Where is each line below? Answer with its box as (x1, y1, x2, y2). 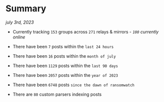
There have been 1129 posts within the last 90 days (12, 63, 118, 68)
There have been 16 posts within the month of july (12, 53, 116, 59)
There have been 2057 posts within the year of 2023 (12, 72, 118, 78)
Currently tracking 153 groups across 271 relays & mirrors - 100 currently (12, 29, 159, 34)
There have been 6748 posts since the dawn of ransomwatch (12, 82, 135, 88)
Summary (5, 3, 46, 14)
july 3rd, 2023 (5, 19, 34, 25)
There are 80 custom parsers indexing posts (12, 91, 102, 97)
